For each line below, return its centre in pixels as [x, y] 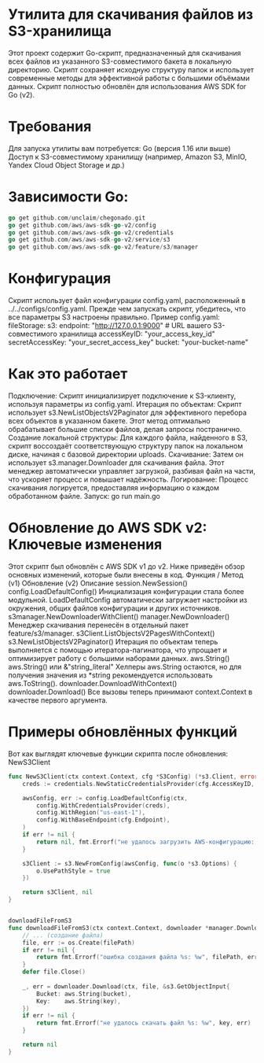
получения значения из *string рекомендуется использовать [111, 675]
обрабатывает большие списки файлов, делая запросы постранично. [125, 430]
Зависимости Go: [68, 197]
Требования [50, 127]
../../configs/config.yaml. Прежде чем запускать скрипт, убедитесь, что [127, 309]
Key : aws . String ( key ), [79, 1001]
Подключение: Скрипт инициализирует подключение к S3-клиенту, [122, 396]
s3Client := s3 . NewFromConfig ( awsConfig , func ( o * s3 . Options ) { [130, 863]
